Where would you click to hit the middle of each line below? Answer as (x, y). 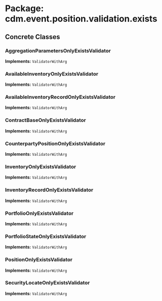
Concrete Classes (33, 37)
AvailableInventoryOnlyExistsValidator (52, 74)
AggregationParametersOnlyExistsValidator (58, 51)
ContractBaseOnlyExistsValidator (45, 120)
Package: (24, 9)
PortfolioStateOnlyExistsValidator (46, 236)
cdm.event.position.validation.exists (81, 19)
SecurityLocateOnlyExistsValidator (47, 283)
